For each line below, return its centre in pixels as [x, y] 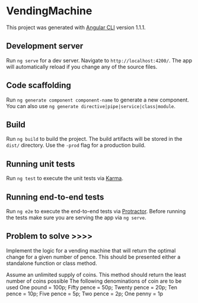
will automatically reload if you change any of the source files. [82, 67]
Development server [45, 46]
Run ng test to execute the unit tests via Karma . [65, 178]
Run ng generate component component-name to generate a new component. [98, 100]
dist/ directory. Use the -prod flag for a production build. [76, 145]
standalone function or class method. [52, 263]
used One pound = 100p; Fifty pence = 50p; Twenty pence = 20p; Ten [92, 287]
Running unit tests [41, 164]
